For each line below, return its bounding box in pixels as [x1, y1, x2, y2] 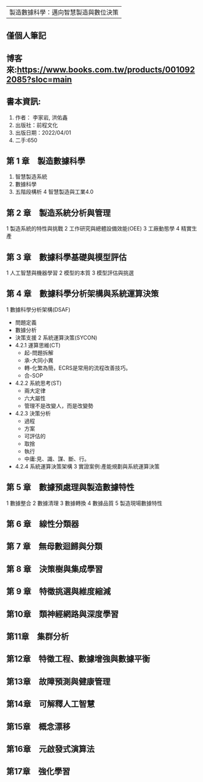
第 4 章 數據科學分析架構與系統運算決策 [6, 289, 159, 299]
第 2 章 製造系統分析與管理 [6, 207, 111, 218]
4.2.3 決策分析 [15, 409, 52, 417]
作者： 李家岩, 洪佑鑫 [15, 113, 68, 121]
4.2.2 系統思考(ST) [15, 379, 62, 387]
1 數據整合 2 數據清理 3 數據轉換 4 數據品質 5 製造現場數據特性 [6, 500, 162, 507]
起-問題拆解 [24, 349, 54, 356]
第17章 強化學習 [6, 766, 71, 777]
